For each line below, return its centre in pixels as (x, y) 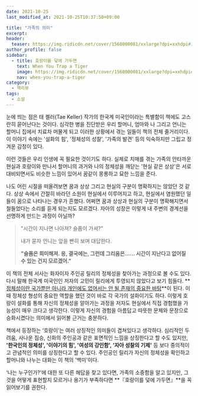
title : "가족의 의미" (29, 28)
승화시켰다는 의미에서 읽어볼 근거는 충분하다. (57, 317)
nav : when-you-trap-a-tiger (51, 77)
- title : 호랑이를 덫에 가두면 (44, 61)
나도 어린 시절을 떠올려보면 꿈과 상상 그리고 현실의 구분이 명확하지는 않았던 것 (95, 186)
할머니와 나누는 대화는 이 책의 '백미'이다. (52, 360)
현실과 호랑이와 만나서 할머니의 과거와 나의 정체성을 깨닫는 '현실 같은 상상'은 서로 (99, 166)
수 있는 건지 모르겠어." (46, 261)
